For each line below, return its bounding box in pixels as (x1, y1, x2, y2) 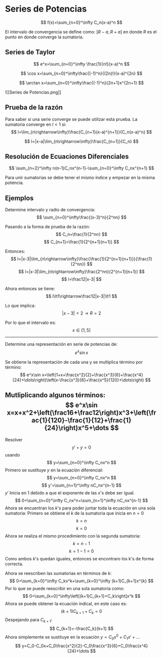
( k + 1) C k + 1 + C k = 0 (61, 608, 102, 615)
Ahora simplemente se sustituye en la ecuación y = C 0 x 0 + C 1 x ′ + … (5, 633, 140, 641)
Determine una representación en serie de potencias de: (5, 341, 118, 347)
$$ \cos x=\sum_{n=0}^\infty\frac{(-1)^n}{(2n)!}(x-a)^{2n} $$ (20, 70, 143, 76)
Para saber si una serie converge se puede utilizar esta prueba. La (5, 116, 138, 122)
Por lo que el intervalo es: (5, 320, 56, 326)
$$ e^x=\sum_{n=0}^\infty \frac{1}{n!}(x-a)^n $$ (33, 61, 130, 67)
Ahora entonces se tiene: (5, 286, 55, 292)
